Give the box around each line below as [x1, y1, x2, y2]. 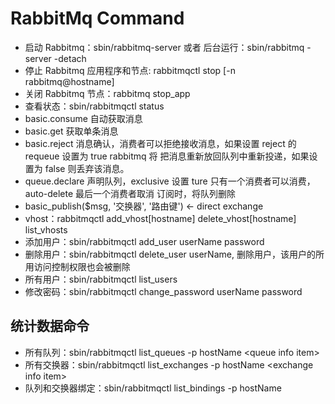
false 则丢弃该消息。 [44, 162, 130, 174]
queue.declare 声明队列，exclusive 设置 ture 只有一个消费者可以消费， [24, 175, 316, 187]
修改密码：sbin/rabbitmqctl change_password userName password [24, 285, 303, 297]
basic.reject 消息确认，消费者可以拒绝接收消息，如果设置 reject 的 [24, 137, 297, 149]
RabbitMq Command [10, 7, 185, 30]
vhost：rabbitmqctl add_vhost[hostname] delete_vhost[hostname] [24, 212, 297, 224]
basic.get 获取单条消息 [24, 125, 119, 137]
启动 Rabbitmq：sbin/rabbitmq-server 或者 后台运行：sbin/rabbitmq [24, 41, 305, 53]
